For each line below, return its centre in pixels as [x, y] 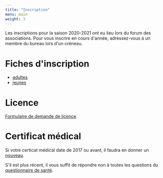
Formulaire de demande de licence [41, 117]
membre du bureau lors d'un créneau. [44, 44]
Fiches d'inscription [47, 64]
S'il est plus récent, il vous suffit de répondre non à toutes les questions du [82, 165]
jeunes [19, 83]
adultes [20, 77]
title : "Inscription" [28, 10]
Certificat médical [43, 136]
